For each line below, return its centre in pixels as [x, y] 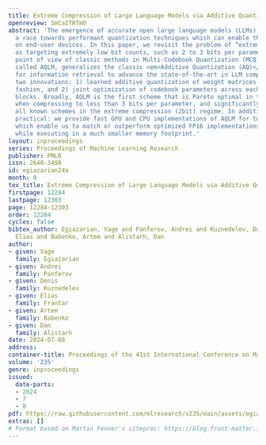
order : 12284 [30, 215]
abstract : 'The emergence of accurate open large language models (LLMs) [133, 30]
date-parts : [35, 384]
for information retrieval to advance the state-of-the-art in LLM [129, 75]
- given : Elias [33, 296]
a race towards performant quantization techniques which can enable [132, 38]
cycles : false [32, 222]
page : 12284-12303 [38, 207]
